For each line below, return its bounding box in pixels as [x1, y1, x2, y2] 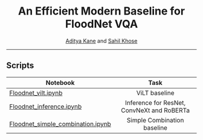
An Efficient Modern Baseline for [18, 4, 185, 18]
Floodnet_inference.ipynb [9, 102, 82, 110]
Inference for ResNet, [124, 98, 186, 107]
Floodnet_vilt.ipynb [9, 88, 63, 97]
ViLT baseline [136, 88, 175, 97]
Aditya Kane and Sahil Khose [65, 37, 138, 44]
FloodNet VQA [65, 17, 138, 31]
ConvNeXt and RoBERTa [120, 106, 190, 115]
